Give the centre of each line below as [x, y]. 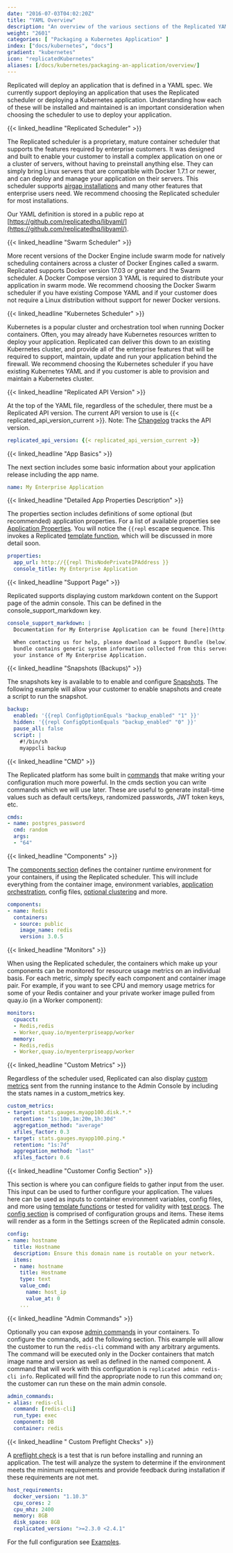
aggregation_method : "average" [59, 1125]
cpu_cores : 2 [32, 1503]
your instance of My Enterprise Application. [80, 655]
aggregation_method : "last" [54, 1151]
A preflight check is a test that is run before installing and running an [105, 1455]
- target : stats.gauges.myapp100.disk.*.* [69, 1113]
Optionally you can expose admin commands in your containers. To [103, 1331]
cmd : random [31, 830]
